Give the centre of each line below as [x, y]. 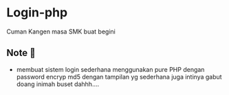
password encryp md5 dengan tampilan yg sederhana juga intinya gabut [119, 77]
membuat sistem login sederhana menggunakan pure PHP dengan [110, 69]
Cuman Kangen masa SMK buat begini [61, 31]
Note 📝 [21, 53]
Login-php [37, 13]
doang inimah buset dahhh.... [58, 84]
